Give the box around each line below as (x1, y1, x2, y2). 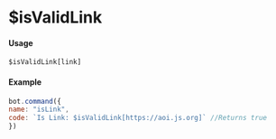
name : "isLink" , (8, 105, 69, 115)
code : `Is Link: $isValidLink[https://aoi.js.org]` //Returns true (8, 114, 268, 123)
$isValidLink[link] (8, 58, 82, 67)
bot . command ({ (8, 97, 62, 106)
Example (8, 76, 42, 88)
